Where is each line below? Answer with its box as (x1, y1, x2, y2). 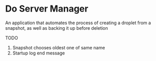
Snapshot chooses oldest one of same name (12, 44, 105, 50)
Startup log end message (12, 50, 65, 56)
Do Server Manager (5, 3, 89, 15)
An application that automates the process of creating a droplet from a (5, 20, 151, 26)
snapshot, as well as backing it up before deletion (5, 25, 108, 31)
